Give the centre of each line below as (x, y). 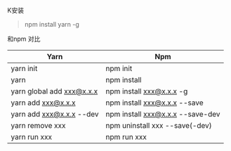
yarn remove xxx (38, 125)
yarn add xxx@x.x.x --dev (55, 114)
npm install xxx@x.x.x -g (147, 91)
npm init (119, 68)
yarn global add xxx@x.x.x (54, 91)
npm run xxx (126, 137)
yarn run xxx (32, 137)
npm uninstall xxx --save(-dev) (159, 125)
